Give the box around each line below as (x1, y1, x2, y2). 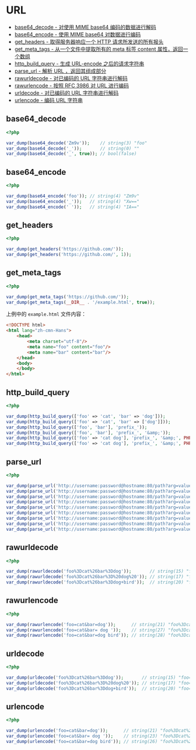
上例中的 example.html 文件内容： (6, 310, 86, 317)
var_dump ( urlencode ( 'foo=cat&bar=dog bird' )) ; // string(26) (6, 739, 158, 745)
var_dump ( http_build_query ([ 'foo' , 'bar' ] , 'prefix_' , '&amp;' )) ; (6, 430, 171, 436)
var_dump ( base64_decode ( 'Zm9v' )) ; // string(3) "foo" (6, 140, 148, 146)
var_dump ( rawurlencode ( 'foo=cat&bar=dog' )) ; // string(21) (6, 621, 166, 627)
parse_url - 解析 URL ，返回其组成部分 (14, 67, 107, 74)
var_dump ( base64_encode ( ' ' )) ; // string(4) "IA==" (6, 204, 140, 210)
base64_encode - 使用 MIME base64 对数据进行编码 (14, 30, 141, 38)
